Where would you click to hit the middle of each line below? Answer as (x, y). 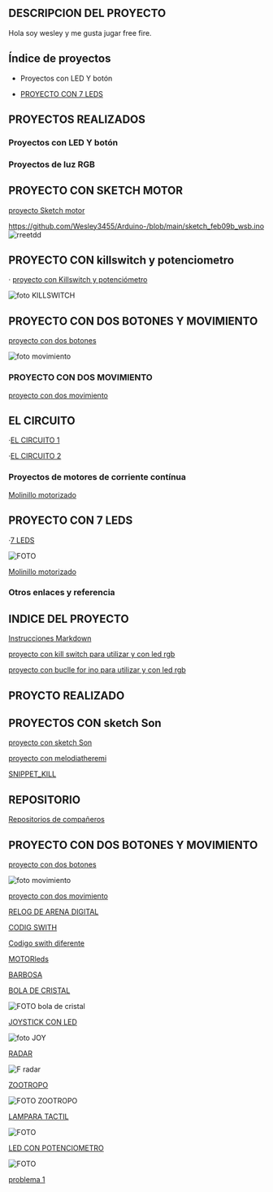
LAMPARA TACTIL (39, 1116)
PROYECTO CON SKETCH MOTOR (96, 191)
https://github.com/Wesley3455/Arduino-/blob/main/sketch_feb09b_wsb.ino (136, 226)
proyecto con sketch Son (50, 742)
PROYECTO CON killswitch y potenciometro (121, 261)
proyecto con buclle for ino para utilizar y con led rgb (97, 670)
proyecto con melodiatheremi (58, 759)
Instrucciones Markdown (50, 638)
